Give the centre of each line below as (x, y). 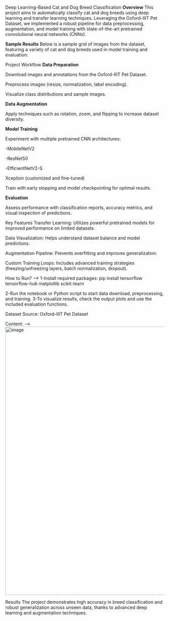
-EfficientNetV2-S (24, 168)
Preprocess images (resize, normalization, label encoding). (67, 84)
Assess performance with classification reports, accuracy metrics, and (79, 208)
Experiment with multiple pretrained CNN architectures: (63, 139)
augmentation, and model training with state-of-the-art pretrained (74, 29)
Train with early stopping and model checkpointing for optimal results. (78, 188)
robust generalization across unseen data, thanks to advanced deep (76, 607)
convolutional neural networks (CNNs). (46, 34)
